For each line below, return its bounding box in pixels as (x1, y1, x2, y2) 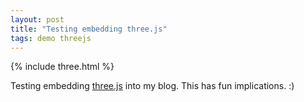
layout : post (10, 14, 65, 25)
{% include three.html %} (10, 61, 115, 73)
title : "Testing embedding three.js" (10, 24, 168, 34)
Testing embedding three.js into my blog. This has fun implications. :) (10, 80, 295, 92)
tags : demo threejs (10, 33, 92, 43)
